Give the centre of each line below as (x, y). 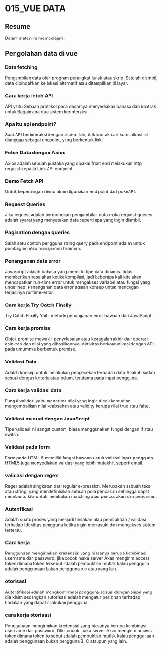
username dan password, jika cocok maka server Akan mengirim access (78, 558)
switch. (12, 435)
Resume (18, 27)
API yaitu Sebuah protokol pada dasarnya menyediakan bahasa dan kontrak (81, 106)
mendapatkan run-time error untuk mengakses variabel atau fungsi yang (78, 282)
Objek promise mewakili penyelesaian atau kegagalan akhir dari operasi (76, 339)
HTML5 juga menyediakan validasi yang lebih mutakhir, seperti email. (74, 463)
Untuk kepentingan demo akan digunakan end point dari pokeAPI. (71, 191)
